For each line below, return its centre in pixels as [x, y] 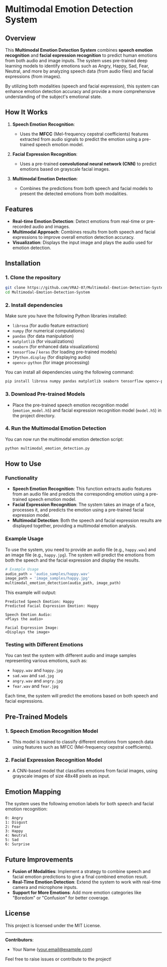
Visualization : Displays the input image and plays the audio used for [83, 242]
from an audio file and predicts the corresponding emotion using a [80, 494]
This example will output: [31, 592]
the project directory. [34, 415]
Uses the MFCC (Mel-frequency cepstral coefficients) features [84, 134]
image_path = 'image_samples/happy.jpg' [48, 579]
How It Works [27, 112]
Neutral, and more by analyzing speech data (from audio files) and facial [79, 71]
